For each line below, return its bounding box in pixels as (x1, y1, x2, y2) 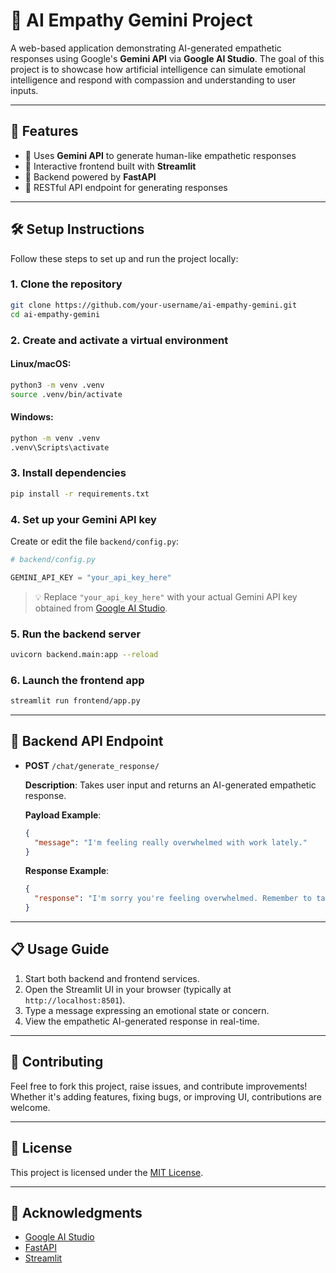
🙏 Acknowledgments (10, 1204, 143, 1221)
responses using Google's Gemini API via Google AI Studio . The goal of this (10, 52, 325, 64)
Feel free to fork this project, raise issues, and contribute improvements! (10, 1080, 308, 1092)
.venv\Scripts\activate (10, 442, 110, 453)
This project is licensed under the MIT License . (10, 1166, 204, 1178)
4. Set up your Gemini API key (10, 512, 157, 526)
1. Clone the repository (10, 277, 123, 291)
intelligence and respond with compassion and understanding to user (10, 74, 297, 86)
